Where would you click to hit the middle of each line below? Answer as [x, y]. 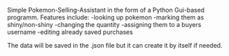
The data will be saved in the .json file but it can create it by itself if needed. [115, 45]
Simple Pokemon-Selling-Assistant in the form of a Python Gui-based [106, 10]
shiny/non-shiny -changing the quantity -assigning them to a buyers [104, 25]
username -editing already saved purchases [70, 32]
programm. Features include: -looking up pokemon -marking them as [106, 17]
